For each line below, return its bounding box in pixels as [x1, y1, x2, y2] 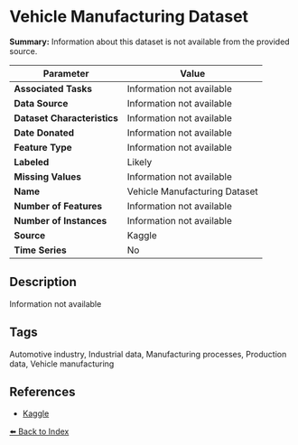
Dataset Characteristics [14, 111, 119, 124]
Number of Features [14, 199, 103, 212]
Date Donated [14, 126, 75, 139]
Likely [126, 155, 153, 168]
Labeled [14, 155, 50, 168]
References [9, 384, 76, 399]
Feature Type [14, 141, 72, 153]
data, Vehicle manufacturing [9, 358, 115, 369]
